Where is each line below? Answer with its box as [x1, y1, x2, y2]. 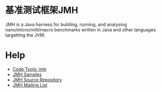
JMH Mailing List [12, 82, 48, 88]
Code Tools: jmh [12, 66, 47, 72]
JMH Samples [12, 71, 42, 77]
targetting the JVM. [5, 32, 45, 38]
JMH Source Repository [12, 76, 62, 82]
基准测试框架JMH [5, 4, 78, 16]
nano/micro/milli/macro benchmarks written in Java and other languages [5, 26, 156, 32]
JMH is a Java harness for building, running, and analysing [5, 21, 127, 27]
